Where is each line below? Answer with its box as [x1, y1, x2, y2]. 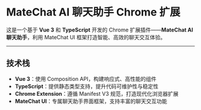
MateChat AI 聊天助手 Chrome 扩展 [6, 5, 181, 19]
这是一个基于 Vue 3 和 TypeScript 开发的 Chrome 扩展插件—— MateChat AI [6, 26, 193, 33]
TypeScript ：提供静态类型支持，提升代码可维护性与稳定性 [14, 83, 159, 90]
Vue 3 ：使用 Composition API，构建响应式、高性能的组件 [14, 75, 157, 82]
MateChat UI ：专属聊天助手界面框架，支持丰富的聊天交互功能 [14, 98, 167, 105]
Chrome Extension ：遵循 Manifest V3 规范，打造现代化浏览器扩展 [14, 90, 179, 97]
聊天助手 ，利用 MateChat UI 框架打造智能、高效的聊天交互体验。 [6, 33, 166, 40]
